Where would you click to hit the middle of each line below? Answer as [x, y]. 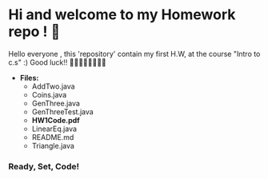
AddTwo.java [53, 86]
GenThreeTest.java [62, 111]
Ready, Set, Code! [44, 166]
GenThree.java [56, 103]
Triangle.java [53, 145]
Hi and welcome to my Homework [122, 15]
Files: [29, 78]
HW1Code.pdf [56, 120]
